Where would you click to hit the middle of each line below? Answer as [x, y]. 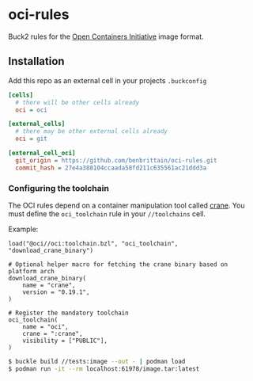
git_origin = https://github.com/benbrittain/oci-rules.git [116, 160]
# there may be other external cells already [92, 131]
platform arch [32, 271]
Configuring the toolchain [59, 188]
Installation [36, 61]
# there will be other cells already [77, 102]
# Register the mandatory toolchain [68, 313]
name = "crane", [49, 285]
